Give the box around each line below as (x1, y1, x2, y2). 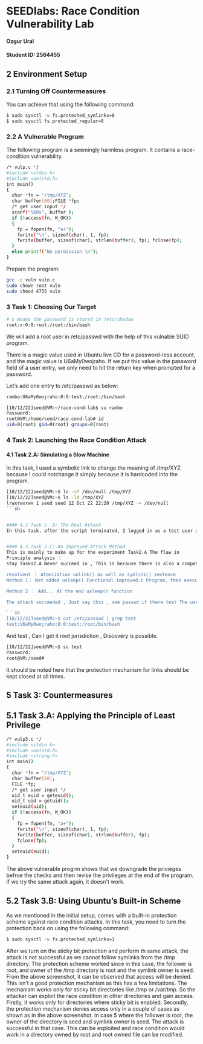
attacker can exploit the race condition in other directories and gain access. (6, 992, 195, 999)
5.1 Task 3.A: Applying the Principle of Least (6, 711, 176, 721)
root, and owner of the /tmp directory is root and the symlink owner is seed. (6, 967, 195, 974)
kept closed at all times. (6, 672, 65, 680)
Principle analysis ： (6, 555, 62, 561)
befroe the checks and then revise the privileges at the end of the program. (6, 872, 194, 879)
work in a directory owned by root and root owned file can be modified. (6, 1031, 184, 1038)
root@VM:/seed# (6, 655, 45, 661)
